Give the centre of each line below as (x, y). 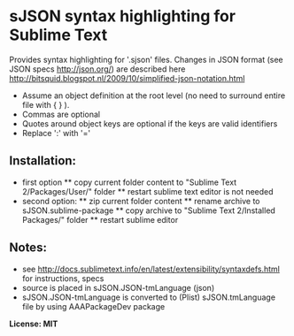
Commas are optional (61, 114)
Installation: (43, 161)
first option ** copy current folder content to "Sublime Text (129, 182)
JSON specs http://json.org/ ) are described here (97, 69)
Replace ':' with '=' (56, 133)
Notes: (28, 248)
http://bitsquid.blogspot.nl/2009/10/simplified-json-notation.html (127, 78)
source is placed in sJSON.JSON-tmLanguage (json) (118, 287)
